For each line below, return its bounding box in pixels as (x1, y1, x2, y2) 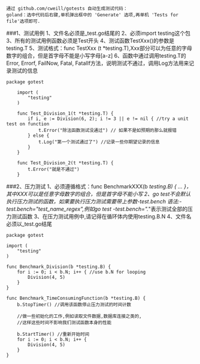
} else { (28, 133, 50, 139)
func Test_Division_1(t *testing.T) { (17, 110, 114, 116)
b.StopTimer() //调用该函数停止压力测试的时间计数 (17, 302, 132, 308)
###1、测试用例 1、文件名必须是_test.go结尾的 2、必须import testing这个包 (6, 29, 190, 37)
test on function (6, 121, 50, 127)
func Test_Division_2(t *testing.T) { (17, 160, 114, 166)
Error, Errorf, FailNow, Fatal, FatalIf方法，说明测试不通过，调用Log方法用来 (6, 59, 189, 67)
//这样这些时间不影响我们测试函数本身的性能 (17, 320, 112, 326)
